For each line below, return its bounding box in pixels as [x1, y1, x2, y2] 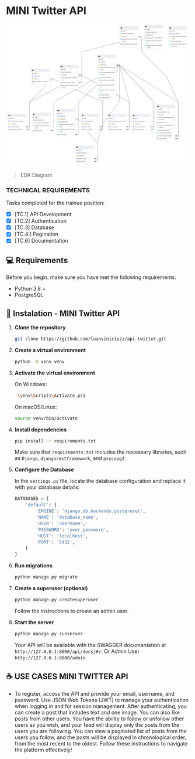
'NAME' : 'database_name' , [36, 515, 99, 520]
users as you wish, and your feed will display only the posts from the [14, 721, 180, 728]
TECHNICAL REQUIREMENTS [6, 186, 90, 194]
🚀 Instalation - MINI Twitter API [6, 308, 120, 318]
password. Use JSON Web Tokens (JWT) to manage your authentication [14, 696, 189, 703]
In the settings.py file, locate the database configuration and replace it [14, 478, 186, 485]
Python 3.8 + [14, 285, 46, 292]
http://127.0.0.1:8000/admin [14, 655, 86, 661]
